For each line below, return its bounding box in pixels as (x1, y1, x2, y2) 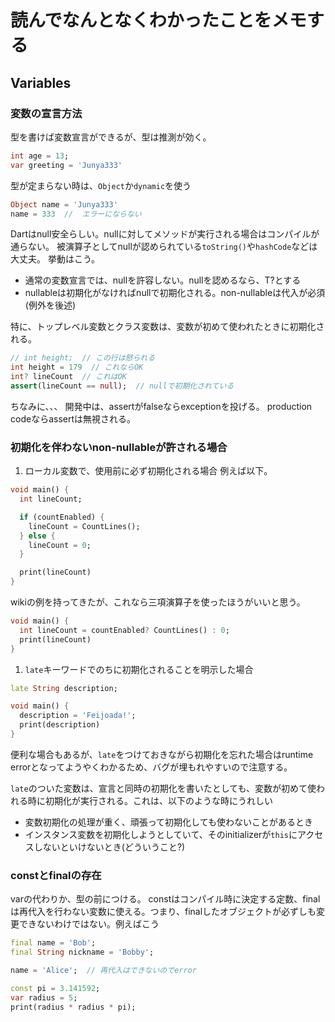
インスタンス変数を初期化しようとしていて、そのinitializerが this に (24, 828, 298, 840)
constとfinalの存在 (10, 868, 102, 882)
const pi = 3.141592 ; (10, 983, 101, 993)
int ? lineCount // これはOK (10, 372, 128, 382)
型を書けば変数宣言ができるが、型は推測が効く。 (10, 131, 212, 143)
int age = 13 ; (10, 151, 70, 161)
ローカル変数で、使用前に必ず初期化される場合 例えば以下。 (24, 465, 273, 477)
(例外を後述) (24, 299, 77, 311)
